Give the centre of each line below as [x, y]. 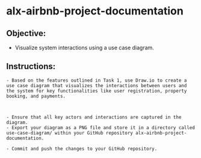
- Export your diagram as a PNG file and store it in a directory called [101, 127]
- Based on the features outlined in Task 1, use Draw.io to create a [97, 80]
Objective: [26, 33]
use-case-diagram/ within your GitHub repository [70, 133]
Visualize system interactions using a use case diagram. [85, 47]
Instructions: [31, 66]
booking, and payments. [36, 96]
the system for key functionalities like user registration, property [97, 91]
